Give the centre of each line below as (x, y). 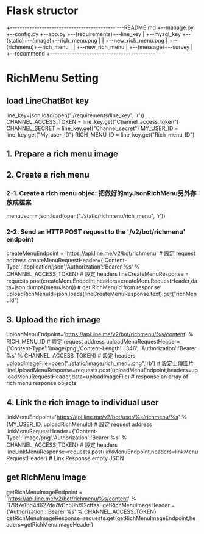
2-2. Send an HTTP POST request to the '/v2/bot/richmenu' (96, 231)
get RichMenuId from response (121, 287)
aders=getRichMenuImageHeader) (50, 524)
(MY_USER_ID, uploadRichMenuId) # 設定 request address (79, 424)
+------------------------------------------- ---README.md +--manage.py (100, 27)
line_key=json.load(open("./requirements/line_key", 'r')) (76, 115)
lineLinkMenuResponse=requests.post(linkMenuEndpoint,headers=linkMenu (102, 452)
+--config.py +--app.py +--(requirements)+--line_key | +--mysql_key (94, 34)
